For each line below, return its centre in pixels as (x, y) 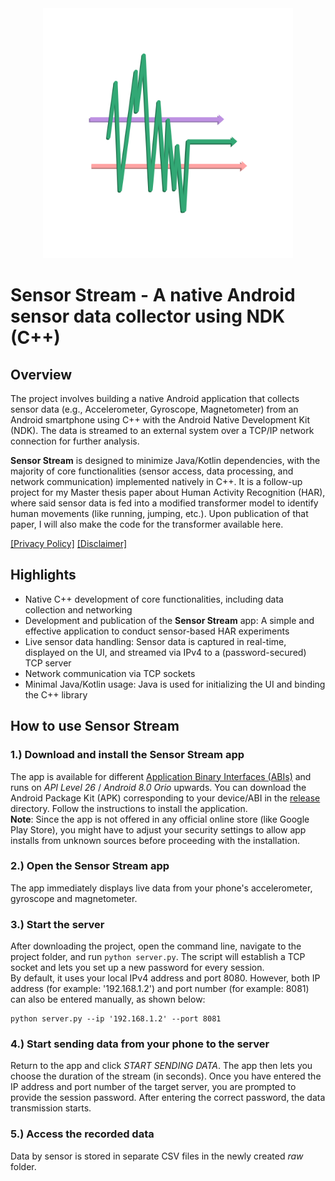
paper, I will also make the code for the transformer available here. (147, 524)
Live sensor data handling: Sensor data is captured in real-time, (155, 641)
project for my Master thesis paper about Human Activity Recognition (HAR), (168, 492)
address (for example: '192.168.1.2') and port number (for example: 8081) (160, 989)
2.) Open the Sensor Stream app (90, 866)
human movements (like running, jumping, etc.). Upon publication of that (159, 513)
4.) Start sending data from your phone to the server (140, 1044)
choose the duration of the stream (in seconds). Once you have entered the (166, 1076)
